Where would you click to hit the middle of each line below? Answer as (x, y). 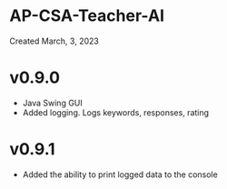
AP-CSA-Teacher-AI (87, 16)
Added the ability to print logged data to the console (120, 174)
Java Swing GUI (53, 103)
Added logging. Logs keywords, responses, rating (116, 112)
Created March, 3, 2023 (54, 41)
